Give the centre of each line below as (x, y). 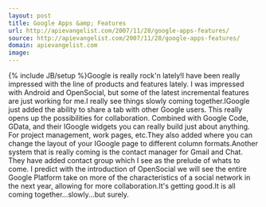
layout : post (30, 16)
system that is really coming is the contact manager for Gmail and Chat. (125, 152)
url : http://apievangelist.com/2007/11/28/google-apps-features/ (119, 30)
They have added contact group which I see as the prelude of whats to (124, 160)
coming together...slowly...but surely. (69, 194)
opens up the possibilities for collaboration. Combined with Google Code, (129, 118)
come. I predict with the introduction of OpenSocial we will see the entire (127, 169)
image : (19, 53)
